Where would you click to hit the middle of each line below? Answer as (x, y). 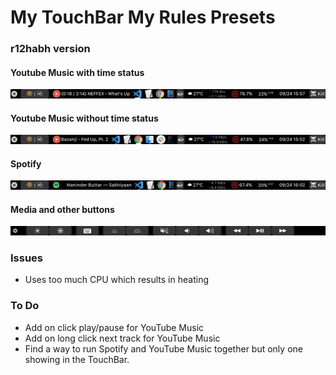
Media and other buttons (62, 209)
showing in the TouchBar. (77, 359)
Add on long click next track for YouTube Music (122, 338)
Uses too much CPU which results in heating (116, 280)
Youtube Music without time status (84, 118)
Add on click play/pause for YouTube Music (114, 327)
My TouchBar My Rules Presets (143, 17)
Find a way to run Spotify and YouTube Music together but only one (163, 348)
